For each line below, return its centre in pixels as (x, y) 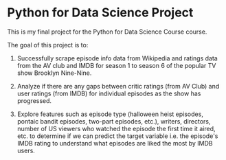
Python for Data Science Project (100, 13)
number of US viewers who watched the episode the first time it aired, (116, 128)
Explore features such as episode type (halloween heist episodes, (110, 114)
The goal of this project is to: (48, 45)
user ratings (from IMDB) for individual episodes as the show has (109, 93)
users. (26, 150)
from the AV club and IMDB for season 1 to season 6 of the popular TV (116, 65)
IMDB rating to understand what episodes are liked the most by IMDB (115, 143)
